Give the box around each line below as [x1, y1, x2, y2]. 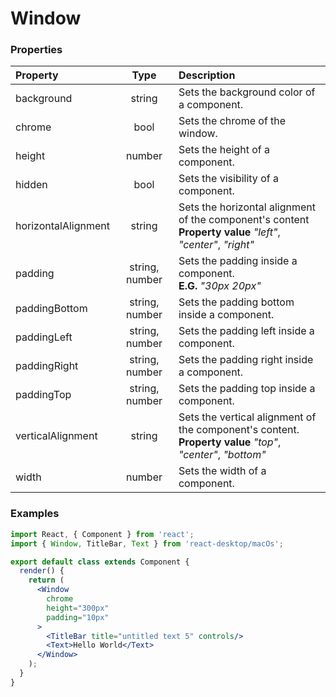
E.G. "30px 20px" [178, 279, 262, 293]
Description [178, 68, 236, 82]
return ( [28, 575, 65, 586]
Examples [10, 507, 60, 521]
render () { [19, 566, 65, 576]
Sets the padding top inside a [178, 382, 316, 396]
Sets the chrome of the [178, 114, 287, 128]
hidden [15, 178, 48, 192]
